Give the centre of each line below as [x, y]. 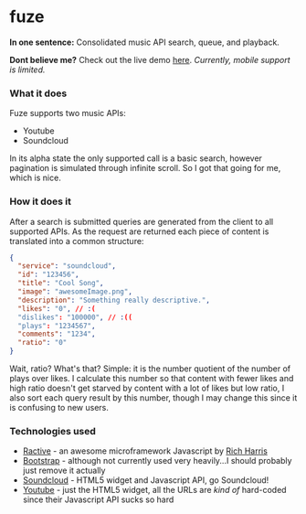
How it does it [40, 201]
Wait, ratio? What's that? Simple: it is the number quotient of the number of [150, 369]
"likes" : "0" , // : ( [57, 308]
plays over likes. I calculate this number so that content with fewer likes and [152, 379]
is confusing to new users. [59, 408]
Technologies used [53, 431]
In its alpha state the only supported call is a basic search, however [136, 158]
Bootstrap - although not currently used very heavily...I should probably [157, 461]
